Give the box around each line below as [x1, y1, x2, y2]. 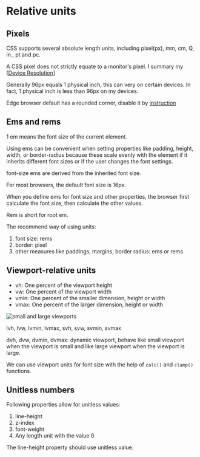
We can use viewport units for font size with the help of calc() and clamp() [6, 360, 194, 368]
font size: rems [15, 235, 53, 242]
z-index [15, 419, 35, 427]
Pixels [6, 29, 30, 39]
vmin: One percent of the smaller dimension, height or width [15, 294, 165, 301]
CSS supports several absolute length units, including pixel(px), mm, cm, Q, [6, 44, 195, 52]
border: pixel [15, 241, 47, 249]
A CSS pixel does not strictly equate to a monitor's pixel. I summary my [6, 63, 184, 70]
